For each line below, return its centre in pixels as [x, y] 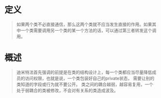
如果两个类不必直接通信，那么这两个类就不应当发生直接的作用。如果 [84, 24]
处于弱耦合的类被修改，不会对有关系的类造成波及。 [67, 90]
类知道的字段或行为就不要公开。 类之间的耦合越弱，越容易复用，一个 [85, 84]
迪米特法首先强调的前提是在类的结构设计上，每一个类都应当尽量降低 [84, 72]
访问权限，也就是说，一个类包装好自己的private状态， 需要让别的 [90, 78]
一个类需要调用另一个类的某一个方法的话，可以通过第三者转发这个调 [88, 30]
